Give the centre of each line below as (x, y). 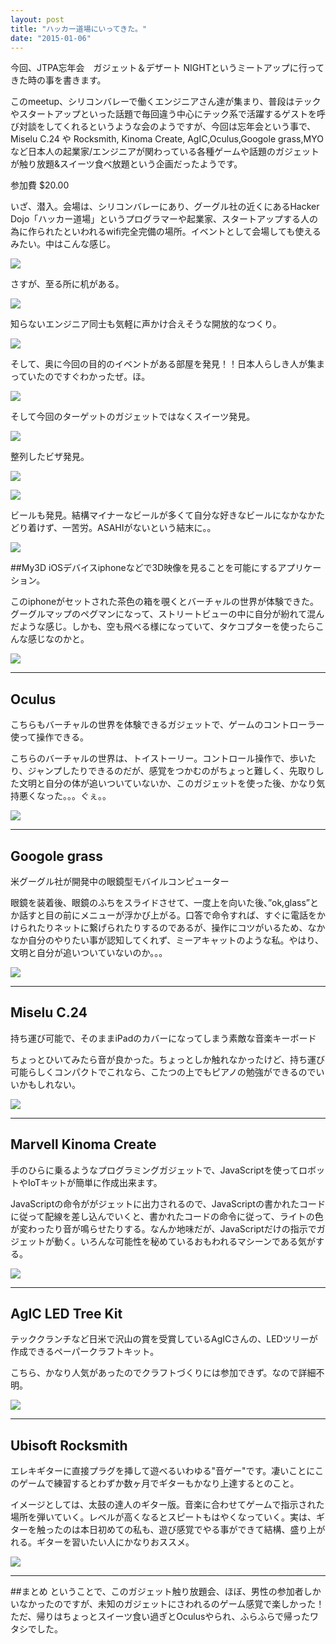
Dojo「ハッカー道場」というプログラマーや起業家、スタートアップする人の (164, 219)
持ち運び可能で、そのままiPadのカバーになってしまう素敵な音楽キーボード (163, 1038)
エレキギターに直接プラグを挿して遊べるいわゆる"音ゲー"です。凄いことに (162, 1471)
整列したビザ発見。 (50, 457)
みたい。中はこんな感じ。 (63, 244)
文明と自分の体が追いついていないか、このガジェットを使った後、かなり (167, 783)
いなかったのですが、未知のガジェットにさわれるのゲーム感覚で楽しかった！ (167, 1604)
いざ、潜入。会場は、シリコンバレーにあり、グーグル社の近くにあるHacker (165, 207)
